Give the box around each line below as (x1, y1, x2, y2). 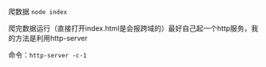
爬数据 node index (8, 7, 68, 16)
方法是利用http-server (14, 34, 88, 43)
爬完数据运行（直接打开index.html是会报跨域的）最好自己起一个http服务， (8, 24, 252, 33)
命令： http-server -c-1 (8, 50, 87, 59)
